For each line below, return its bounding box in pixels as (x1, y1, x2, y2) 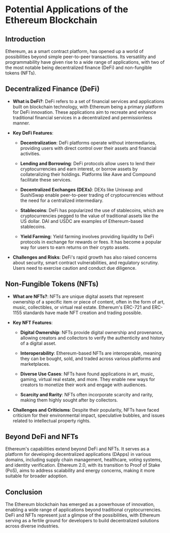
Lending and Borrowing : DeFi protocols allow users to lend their (20, 160, 155, 166)
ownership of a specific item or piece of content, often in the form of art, (12, 298, 165, 304)
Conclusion (5, 488, 43, 496)
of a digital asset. (20, 340, 57, 346)
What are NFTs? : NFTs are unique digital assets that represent (12, 293, 144, 299)
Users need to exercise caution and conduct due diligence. (12, 265, 136, 271)
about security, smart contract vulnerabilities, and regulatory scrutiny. (12, 259, 159, 266)
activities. (20, 150, 41, 157)
